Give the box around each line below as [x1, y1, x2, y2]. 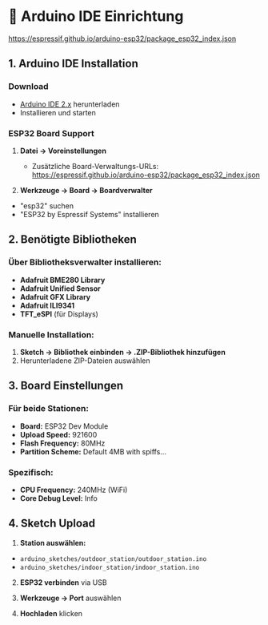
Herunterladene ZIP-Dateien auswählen [19, 356, 150, 365]
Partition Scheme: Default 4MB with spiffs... [19, 446, 166, 456]
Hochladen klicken [19, 608, 82, 618]
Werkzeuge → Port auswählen [19, 593, 122, 603]
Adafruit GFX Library [19, 292, 91, 301]
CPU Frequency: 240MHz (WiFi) [19, 485, 128, 494]
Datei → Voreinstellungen [19, 146, 106, 155]
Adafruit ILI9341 [19, 300, 74, 310]
